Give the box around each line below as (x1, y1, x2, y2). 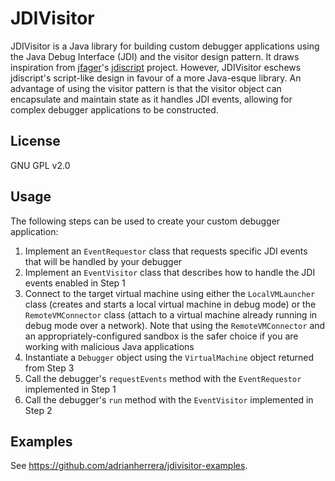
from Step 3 (24, 362, 75, 374)
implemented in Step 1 (24, 383, 117, 395)
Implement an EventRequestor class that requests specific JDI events (24, 245, 308, 257)
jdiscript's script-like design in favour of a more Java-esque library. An (10, 72, 302, 84)
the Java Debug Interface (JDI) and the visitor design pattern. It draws (10, 50, 300, 62)
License (10, 133, 61, 150)
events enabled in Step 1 (24, 277, 126, 289)
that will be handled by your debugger (24, 255, 183, 267)
